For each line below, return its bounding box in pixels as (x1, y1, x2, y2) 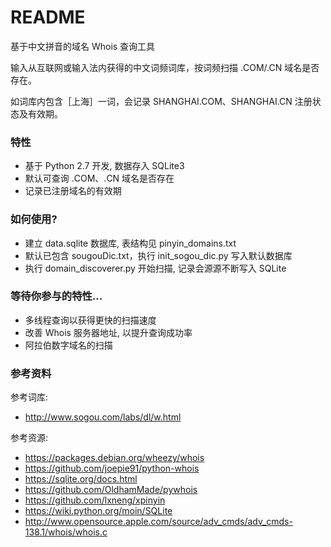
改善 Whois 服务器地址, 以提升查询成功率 (24, 326, 193, 338)
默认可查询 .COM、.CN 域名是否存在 (24, 172, 175, 185)
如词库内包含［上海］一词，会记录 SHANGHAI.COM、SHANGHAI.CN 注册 (10, 95, 313, 107)
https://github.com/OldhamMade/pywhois (24, 484, 198, 496)
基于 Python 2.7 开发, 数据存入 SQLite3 (24, 160, 185, 172)
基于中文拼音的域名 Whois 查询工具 (10, 40, 156, 52)
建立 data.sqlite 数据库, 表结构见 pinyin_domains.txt (24, 237, 237, 249)
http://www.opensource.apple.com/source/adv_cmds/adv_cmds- (24, 516, 293, 528)
